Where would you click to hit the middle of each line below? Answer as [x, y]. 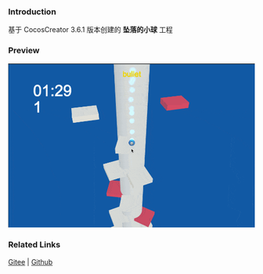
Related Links [34, 245]
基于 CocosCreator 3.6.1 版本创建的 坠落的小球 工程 [91, 30]
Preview [24, 51]
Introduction [32, 12]
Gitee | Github [31, 261]
